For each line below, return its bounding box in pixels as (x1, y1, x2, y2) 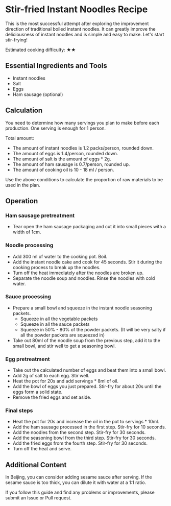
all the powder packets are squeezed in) (20, 332, 105, 338)
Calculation (5, 106, 43, 115)
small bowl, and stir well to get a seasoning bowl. (12, 343, 116, 349)
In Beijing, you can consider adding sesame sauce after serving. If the (5, 474, 152, 480)
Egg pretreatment (5, 355, 50, 363)
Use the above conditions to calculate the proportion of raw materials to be (5, 176, 163, 182)
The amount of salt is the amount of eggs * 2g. (12, 156, 111, 162)
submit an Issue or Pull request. (5, 495, 72, 501)
